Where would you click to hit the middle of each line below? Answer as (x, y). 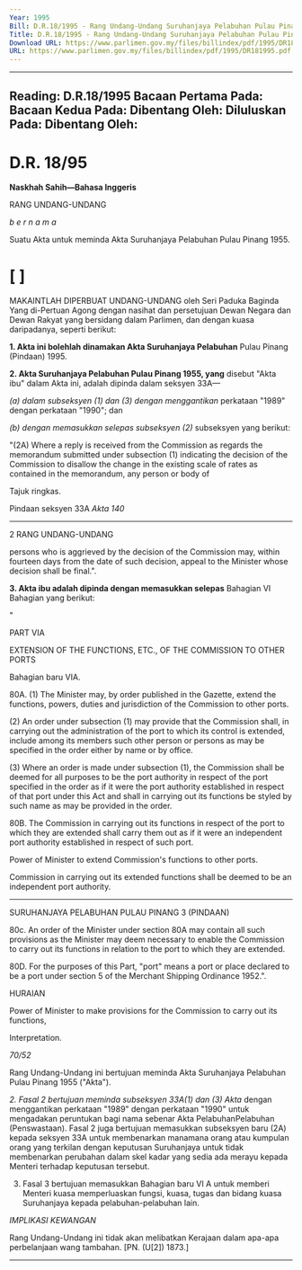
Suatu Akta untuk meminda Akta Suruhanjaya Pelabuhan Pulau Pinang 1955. (150, 240)
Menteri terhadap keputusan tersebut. (80, 1167)
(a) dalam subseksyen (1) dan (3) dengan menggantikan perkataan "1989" (147, 401)
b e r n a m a (33, 222)
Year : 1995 (30, 18)
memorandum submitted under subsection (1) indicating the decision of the (149, 455)
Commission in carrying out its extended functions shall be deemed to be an (151, 877)
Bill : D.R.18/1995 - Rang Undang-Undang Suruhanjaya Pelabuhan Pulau (142, 26)
